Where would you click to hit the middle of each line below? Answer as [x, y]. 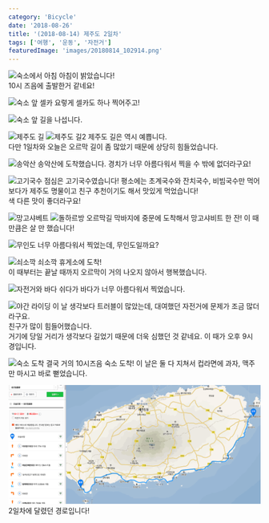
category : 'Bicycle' [43, 17]
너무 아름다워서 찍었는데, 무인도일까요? [98, 245]
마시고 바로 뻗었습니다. [52, 374]
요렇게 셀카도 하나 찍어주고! [97, 103]
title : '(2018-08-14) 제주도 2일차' [65, 34]
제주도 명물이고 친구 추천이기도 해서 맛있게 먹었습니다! [114, 191]
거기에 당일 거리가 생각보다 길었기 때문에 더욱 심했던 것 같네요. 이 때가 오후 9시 [131, 336]
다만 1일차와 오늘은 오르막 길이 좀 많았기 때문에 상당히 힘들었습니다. [113, 147]
